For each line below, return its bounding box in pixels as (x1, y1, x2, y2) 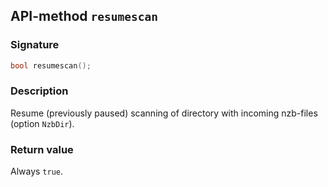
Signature (10, 38, 60, 52)
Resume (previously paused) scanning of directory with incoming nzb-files (10, 107, 318, 119)
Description (10, 84, 69, 98)
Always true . (10, 165, 64, 178)
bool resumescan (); (10, 60, 92, 71)
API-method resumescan (10, 8, 159, 25)
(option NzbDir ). (10, 117, 75, 129)
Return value (10, 142, 74, 156)
